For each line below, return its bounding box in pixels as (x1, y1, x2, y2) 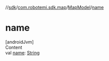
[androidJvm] (5, 39, 34, 45)
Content (5, 44, 23, 50)
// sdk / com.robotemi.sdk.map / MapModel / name (5, 5, 104, 10)
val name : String (5, 49, 40, 55)
